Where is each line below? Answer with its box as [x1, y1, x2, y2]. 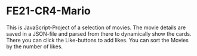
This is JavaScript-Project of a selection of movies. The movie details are [6, 24, 186, 31]
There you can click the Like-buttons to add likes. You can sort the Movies [6, 36, 189, 43]
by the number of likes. [6, 43, 63, 50]
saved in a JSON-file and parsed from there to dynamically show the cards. [6, 30, 192, 37]
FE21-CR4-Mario [6, 4, 91, 18]
